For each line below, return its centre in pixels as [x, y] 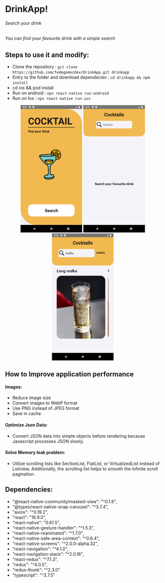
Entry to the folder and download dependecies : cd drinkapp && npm [81, 77]
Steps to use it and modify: [47, 55]
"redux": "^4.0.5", [30, 564]
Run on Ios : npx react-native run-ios [51, 98]
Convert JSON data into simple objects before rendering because [79, 436]
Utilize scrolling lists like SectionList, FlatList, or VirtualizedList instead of [86, 463]
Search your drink [23, 23]
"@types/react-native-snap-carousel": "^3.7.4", [60, 507]
